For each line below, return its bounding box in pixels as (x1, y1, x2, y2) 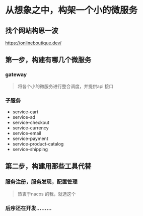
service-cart (12, 109, 39, 115)
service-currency (12, 124, 49, 131)
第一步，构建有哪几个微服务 (5, 56, 92, 64)
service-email (12, 130, 41, 136)
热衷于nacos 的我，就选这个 (17, 191, 76, 197)
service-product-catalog (12, 140, 64, 147)
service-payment (12, 135, 49, 141)
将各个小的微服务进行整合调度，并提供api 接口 (17, 83, 114, 89)
